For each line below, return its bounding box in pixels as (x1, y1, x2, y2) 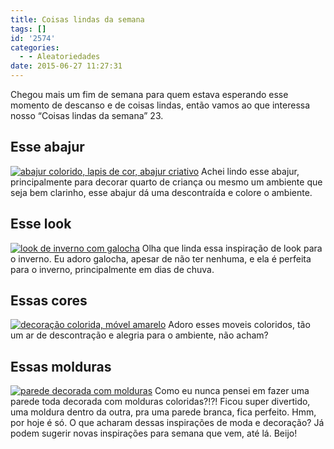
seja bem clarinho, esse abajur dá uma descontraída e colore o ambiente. (10, 186, 313, 198)
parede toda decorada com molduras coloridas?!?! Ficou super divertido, (10, 396, 311, 408)
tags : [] (10, 24, 47, 34)
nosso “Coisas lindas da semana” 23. (10, 110, 164, 121)
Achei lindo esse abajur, (201, 165, 300, 177)
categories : (10, 42, 60, 53)
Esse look (10, 216, 72, 233)
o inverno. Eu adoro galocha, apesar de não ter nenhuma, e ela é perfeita (10, 252, 312, 265)
